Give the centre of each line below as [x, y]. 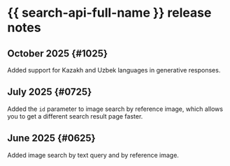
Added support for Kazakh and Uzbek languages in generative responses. [114, 70]
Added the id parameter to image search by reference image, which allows [115, 109]
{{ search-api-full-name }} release [109, 13]
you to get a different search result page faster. [75, 116]
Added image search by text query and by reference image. [93, 155]
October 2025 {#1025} [58, 53]
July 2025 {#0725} [50, 92]
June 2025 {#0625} [51, 138]
